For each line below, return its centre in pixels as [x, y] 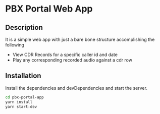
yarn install [19, 102]
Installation [23, 76]
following [15, 45]
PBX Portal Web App [49, 9]
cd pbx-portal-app [24, 97]
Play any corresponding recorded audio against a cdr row [72, 60]
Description [24, 27]
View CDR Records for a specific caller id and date [65, 54]
